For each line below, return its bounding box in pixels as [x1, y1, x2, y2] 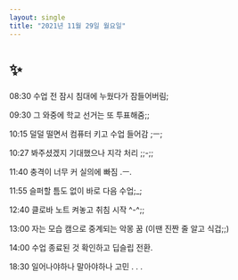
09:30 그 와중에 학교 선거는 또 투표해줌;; [9, 110, 150, 120]
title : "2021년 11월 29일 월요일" [9, 21, 127, 30]
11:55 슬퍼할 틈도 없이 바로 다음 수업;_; [9, 185, 143, 196]
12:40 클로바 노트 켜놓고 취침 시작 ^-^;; [9, 204, 145, 215]
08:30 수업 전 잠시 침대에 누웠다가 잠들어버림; [9, 91, 169, 102]
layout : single [9, 12, 66, 22]
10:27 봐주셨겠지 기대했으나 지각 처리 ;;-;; [9, 148, 154, 159]
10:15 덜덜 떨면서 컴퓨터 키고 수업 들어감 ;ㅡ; [9, 128, 163, 139]
